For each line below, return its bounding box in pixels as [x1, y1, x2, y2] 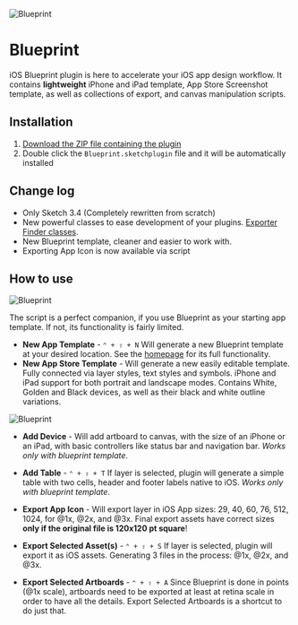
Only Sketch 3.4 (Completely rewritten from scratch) [21, 207, 217, 218]
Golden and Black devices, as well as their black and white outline [21, 386, 266, 398]
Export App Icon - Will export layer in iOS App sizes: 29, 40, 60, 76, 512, [21, 504, 289, 515]
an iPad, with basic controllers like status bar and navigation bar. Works [21, 440, 286, 452]
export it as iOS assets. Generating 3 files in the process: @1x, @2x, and [21, 550, 289, 560]
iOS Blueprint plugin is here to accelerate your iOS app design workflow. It [9, 69, 283, 80]
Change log [9, 184, 75, 199]
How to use [9, 271, 73, 286]
